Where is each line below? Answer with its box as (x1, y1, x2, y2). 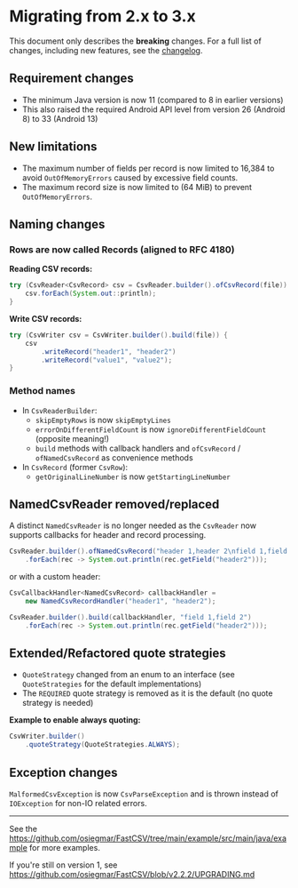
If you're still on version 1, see (9, 860, 118, 870)
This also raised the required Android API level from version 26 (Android (21, 104, 286, 115)
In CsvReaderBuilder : (21, 404, 98, 415)
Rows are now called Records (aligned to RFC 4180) (9, 243, 235, 255)
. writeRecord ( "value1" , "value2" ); (41, 356, 173, 364)
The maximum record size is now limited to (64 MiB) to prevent (21, 181, 253, 192)
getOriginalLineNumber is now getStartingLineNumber (35, 471, 231, 482)
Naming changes (9, 216, 106, 232)
